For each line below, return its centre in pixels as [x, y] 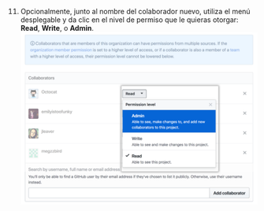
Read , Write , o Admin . [57, 28]
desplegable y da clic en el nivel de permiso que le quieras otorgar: [129, 20]
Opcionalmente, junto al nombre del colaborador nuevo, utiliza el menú [135, 11]
